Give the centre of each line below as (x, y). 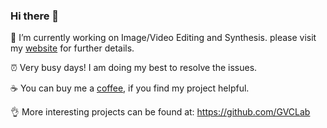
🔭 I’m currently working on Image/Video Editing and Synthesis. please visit (163, 38)
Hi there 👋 (35, 16)
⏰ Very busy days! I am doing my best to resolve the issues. (134, 68)
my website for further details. (72, 48)
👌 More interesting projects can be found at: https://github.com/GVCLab (160, 112)
